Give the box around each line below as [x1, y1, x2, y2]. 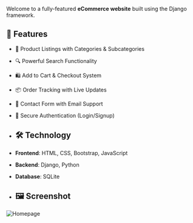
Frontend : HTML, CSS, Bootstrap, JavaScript [15, 149, 128, 156]
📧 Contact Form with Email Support [15, 100, 103, 107]
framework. [6, 12, 35, 19]
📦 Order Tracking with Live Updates [15, 86, 107, 93]
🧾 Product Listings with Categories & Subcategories [15, 45, 144, 52]
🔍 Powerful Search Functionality [15, 57, 97, 64]
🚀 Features [6, 29, 48, 39]
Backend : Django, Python [15, 161, 80, 168]
